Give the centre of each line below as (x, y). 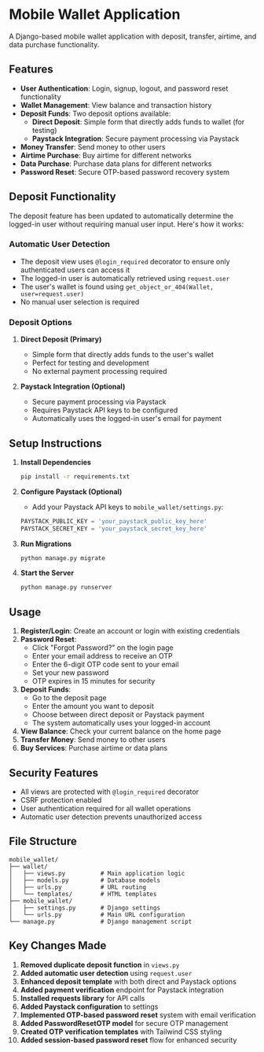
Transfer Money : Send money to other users (93, 740)
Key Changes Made (58, 946)
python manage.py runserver (66, 588)
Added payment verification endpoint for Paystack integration (122, 990)
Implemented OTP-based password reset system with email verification (138, 1015)
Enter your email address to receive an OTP (103, 656)
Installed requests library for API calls (82, 998)
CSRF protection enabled (61, 799)
